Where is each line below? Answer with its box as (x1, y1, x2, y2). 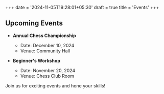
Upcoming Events (5, 19, 63, 27)
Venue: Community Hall (20, 48, 71, 54)
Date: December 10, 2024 (20, 42, 75, 48)
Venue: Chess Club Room (20, 73, 75, 79)
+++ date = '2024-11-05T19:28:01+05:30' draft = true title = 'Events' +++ (5, 5, 159, 10)
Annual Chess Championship (12, 33, 77, 39)
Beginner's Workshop (12, 57, 60, 64)
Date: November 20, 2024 (20, 67, 76, 73)
